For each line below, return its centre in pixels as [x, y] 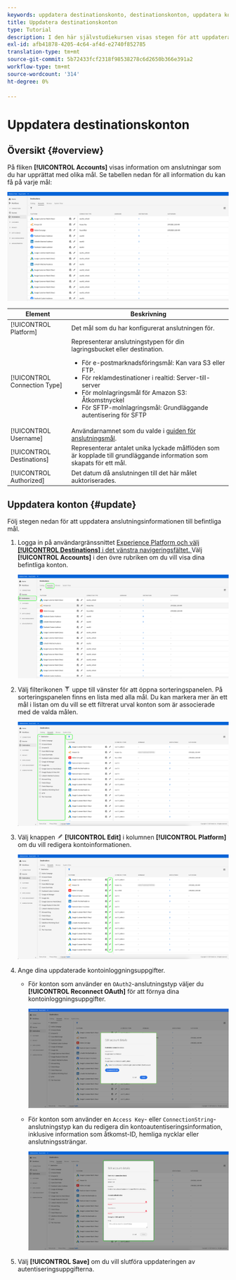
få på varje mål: [30, 182]
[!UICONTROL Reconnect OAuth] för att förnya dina [103, 991]
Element [38, 314]
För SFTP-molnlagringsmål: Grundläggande [145, 407]
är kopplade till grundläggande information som [140, 455]
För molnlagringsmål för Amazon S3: [135, 392]
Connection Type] [36, 385]
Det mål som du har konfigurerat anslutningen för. [143, 328]
